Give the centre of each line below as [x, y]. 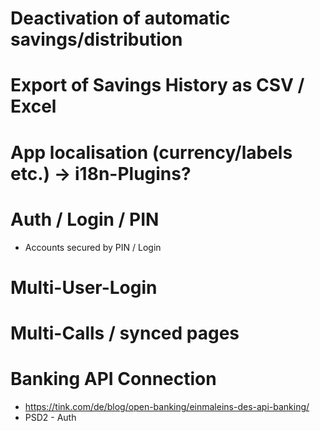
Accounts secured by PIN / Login [93, 247]
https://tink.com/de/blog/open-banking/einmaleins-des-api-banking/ [167, 406]
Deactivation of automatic [120, 18]
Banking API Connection [113, 379]
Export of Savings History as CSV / [157, 85]
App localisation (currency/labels [151, 152]
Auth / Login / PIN [85, 219]
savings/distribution [96, 39]
